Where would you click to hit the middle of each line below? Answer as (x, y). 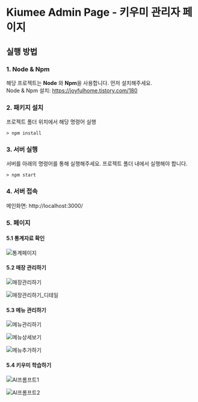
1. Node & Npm (28, 69)
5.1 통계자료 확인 (26, 238)
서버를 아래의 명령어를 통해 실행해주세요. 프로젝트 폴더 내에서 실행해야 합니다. (97, 164)
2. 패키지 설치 (25, 107)
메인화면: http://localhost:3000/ (45, 206)
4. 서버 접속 (22, 192)
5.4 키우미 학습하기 (29, 365)
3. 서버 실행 (22, 149)
